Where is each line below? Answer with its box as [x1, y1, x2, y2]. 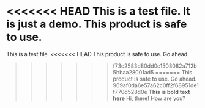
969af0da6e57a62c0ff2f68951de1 [113, 81, 199, 89]
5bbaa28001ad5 [113, 68, 154, 76]
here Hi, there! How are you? [113, 95, 185, 102]
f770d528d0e [113, 88, 148, 95]
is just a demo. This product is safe [6, 17, 187, 31]
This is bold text [149, 88, 190, 95]
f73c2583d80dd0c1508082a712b [113, 62, 197, 70]
